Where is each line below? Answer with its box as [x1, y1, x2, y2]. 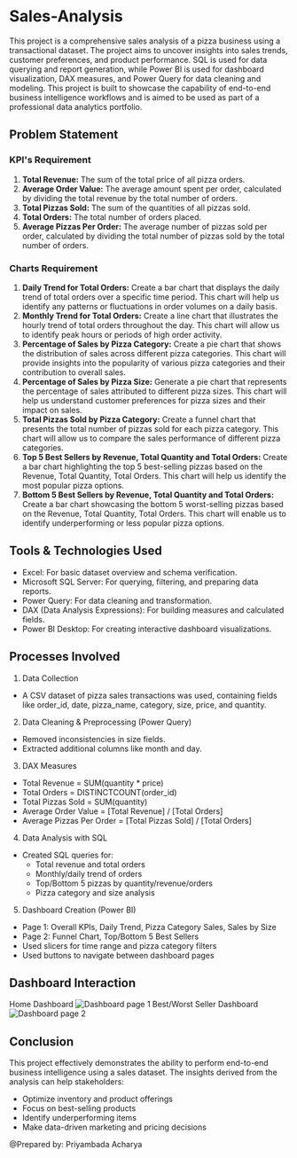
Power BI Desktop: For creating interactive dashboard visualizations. [21, 623, 272, 634]
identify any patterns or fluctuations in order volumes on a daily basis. [21, 301, 277, 311]
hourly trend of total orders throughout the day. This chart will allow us [21, 319, 280, 330]
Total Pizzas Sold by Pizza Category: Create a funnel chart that [21, 414, 256, 425]
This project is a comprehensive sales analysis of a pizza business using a [9, 35, 281, 46]
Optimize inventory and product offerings [21, 1093, 173, 1105]
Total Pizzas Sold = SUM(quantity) [21, 796, 148, 807]
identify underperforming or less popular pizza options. [21, 517, 224, 528]
